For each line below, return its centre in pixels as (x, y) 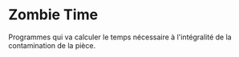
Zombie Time (53, 15)
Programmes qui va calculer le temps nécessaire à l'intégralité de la (120, 37)
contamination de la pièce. (52, 45)
